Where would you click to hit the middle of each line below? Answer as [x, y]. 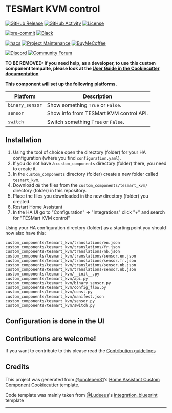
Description [98, 96]
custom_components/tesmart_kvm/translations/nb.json [63, 251]
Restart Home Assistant [38, 207]
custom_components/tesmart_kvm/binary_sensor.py [58, 283]
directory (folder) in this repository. [50, 190]
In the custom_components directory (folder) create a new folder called [85, 174]
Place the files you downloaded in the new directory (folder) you [80, 196]
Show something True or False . [84, 105]
